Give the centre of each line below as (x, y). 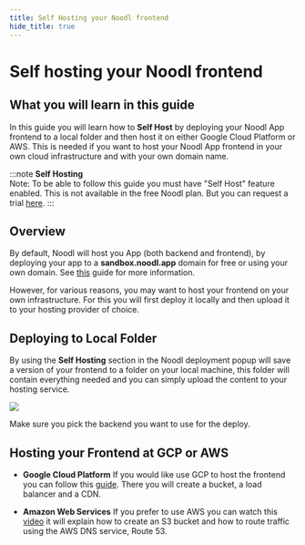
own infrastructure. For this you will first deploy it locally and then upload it (149, 300)
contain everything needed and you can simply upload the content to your (148, 380)
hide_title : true (42, 26)
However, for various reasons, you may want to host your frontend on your (149, 290)
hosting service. (40, 389)
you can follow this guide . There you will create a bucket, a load (142, 484)
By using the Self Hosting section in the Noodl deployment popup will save (150, 360)
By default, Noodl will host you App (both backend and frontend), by (137, 253)
